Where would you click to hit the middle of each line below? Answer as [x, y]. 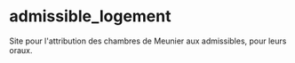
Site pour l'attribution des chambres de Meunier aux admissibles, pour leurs [148, 41]
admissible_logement [90, 16]
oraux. [21, 50]
